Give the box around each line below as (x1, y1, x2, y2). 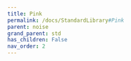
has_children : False (7, 36, 68, 43)
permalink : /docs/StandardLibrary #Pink (7, 17, 125, 24)
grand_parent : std (7, 29, 61, 37)
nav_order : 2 (7, 43, 46, 50)
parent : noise (7, 23, 49, 30)
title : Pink (7, 10, 42, 18)
